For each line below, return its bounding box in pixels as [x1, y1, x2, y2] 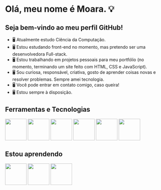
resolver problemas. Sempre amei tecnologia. [12, 76, 105, 82]
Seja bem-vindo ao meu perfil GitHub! [5, 23, 123, 32]
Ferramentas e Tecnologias [5, 105, 91, 114]
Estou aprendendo [5, 150, 63, 158]
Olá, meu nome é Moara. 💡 [5, 3, 114, 15]
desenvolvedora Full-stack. [12, 51, 68, 57]
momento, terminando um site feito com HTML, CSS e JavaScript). [12, 64, 147, 69]
